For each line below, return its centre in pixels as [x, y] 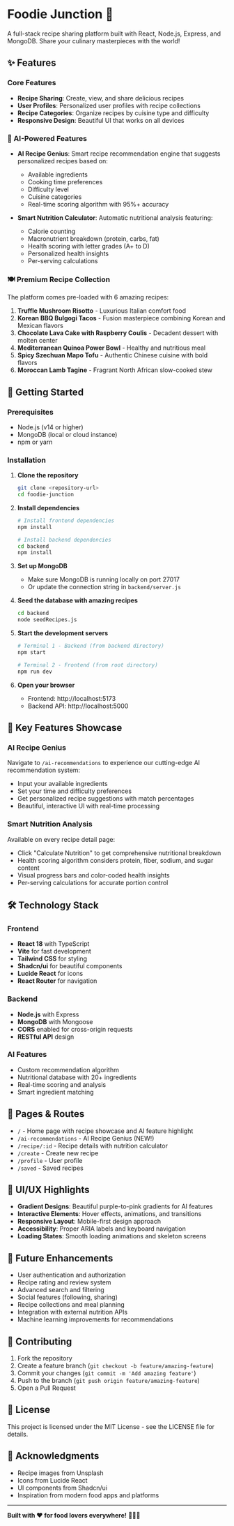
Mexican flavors [40, 326]
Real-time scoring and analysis [62, 1084]
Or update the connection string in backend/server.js [104, 587]
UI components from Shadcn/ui [62, 1488]
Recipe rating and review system [64, 1282]
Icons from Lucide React [53, 1480]
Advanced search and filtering [61, 1290]
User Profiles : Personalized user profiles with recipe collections [109, 105]
